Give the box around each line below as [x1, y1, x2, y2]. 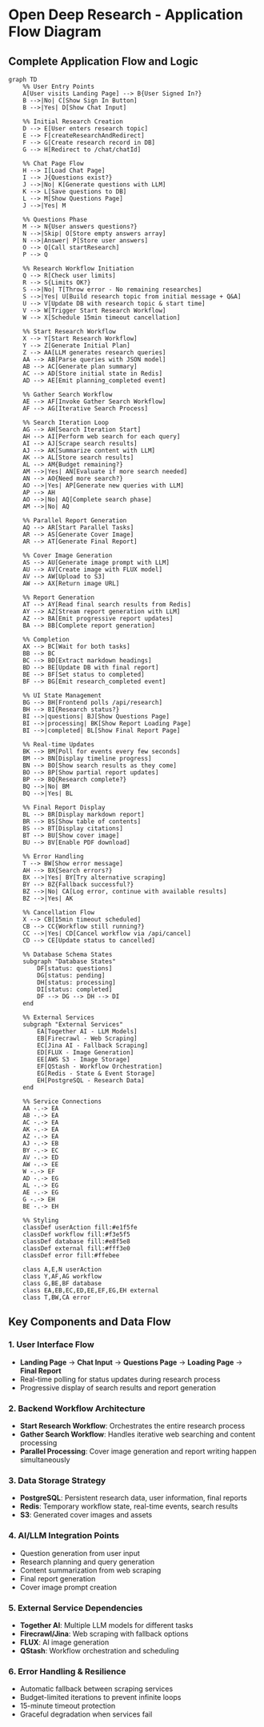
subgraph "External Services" [22, 1021, 124, 1029]
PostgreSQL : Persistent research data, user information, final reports [19, 1493, 248, 1503]
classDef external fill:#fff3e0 [22, 1245, 130, 1253]
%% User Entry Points [22, 82, 94, 90]
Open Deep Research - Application [8, 6, 244, 24]
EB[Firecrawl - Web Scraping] [37, 1034, 138, 1042]
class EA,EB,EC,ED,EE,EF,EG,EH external [22, 1286, 159, 1294]
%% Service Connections [22, 1097, 102, 1105]
